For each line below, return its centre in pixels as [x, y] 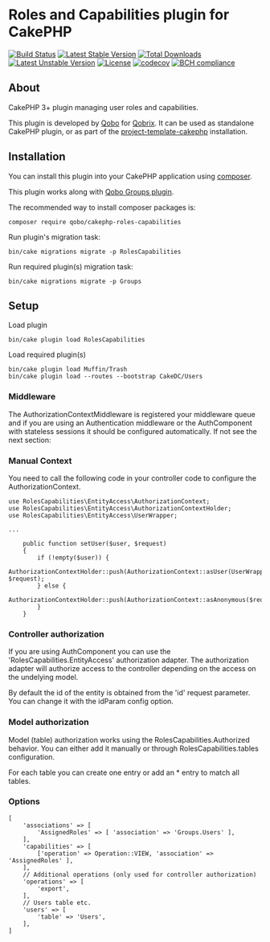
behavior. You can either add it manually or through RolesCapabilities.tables [133, 748]
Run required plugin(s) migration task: [71, 266]
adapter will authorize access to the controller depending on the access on [132, 669]
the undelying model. [43, 678]
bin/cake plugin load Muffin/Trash [68, 370]
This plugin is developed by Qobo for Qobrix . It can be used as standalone [131, 123]
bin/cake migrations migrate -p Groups [75, 281]
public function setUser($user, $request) [95, 543]
